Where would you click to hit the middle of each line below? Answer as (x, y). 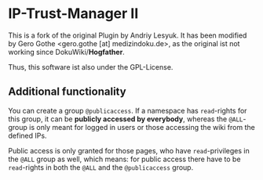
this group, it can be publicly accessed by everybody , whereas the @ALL (126, 119)
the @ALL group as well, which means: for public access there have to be (124, 159)
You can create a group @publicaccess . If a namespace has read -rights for (128, 110)
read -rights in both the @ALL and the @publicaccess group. (101, 167)
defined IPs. (27, 135)
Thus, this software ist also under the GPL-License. (91, 67)
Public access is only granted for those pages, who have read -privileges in (129, 150)
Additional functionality (68, 92)
